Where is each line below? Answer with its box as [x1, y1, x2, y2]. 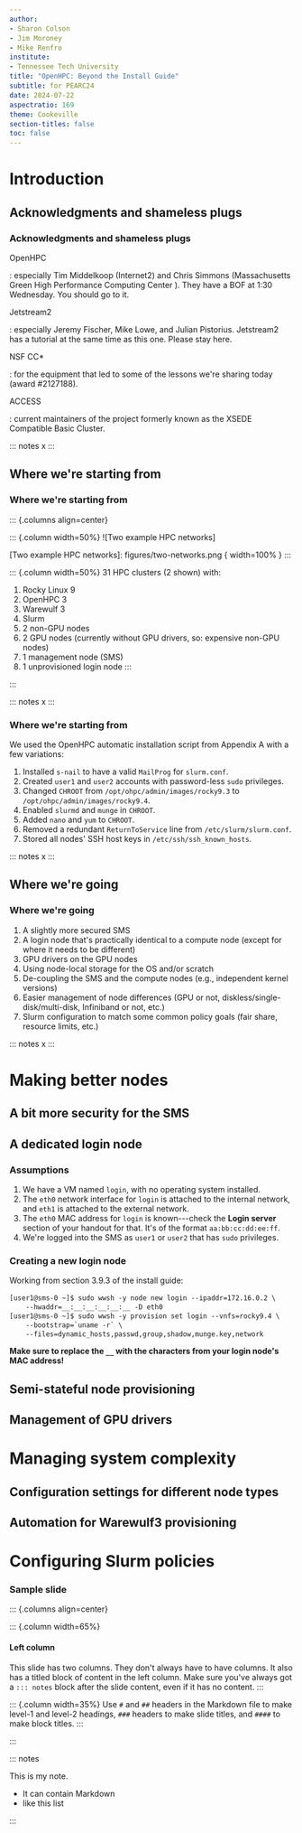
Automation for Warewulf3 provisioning [9, 1514, 237, 1530]
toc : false [9, 129, 50, 138]
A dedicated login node [9, 1136, 142, 1152]
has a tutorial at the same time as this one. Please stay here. [9, 334, 233, 344]
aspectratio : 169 [9, 100, 75, 109]
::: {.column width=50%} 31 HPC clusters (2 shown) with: [9, 566, 222, 577]
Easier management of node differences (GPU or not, [22, 992, 221, 1003]
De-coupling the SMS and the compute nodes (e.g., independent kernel [22, 972, 288, 984]
